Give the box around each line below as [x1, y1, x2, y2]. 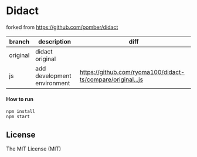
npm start [6, 113, 30, 120]
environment [35, 79, 70, 87]
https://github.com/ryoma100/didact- [79, 68, 185, 76]
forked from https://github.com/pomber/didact [6, 24, 118, 31]
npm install [6, 109, 35, 115]
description [38, 37, 72, 45]
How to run [6, 95, 34, 102]
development [35, 72, 72, 80]
